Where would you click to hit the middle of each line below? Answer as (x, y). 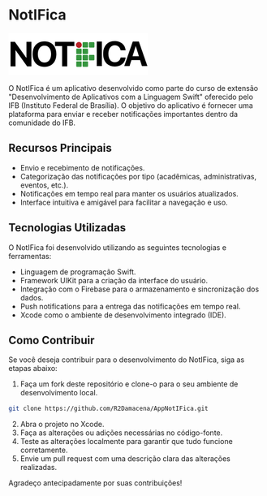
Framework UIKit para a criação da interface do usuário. (114, 280)
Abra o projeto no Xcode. (62, 425)
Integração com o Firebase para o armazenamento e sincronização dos (140, 289)
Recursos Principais (60, 148)
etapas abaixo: (33, 369)
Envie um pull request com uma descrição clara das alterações (125, 459)
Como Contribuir (52, 340)
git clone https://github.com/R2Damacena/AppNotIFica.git (108, 409)
